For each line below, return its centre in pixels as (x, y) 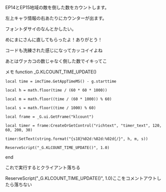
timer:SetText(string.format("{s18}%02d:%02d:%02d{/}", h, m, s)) (77, 139)
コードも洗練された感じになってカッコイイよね (54, 50)
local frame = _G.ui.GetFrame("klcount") (50, 117)
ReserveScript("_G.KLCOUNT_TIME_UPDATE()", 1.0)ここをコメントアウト (81, 178)
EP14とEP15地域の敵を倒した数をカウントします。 (57, 7)
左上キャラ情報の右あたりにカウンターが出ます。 (56, 18)
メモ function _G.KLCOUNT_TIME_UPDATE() (51, 72)
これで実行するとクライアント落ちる (43, 167)
